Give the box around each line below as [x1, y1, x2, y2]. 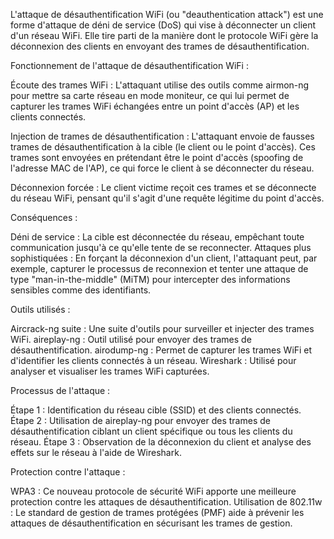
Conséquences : [10, 212, 78, 223]
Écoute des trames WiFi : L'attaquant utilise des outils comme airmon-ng [10, 79, 310, 91]
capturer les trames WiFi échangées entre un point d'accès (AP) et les [10, 100, 300, 112]
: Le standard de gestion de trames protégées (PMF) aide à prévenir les [10, 507, 305, 518]
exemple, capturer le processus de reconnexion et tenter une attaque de [10, 263, 309, 274]
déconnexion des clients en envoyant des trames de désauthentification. [10, 40, 310, 52]
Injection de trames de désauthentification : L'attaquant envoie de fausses [10, 130, 315, 142]
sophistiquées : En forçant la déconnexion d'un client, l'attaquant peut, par [10, 252, 318, 264]
